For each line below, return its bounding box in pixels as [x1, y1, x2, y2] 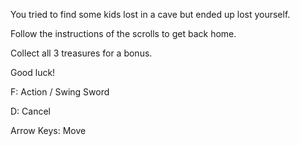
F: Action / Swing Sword [10, 86, 110, 98]
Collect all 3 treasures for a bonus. [10, 47, 153, 59]
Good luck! [10, 67, 56, 78]
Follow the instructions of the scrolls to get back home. [10, 28, 237, 39]
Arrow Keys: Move [10, 125, 87, 136]
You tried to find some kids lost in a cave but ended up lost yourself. [10, 9, 291, 20]
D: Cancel [10, 105, 51, 117]
